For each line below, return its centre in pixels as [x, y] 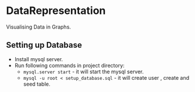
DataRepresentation [56, 11]
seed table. [37, 84]
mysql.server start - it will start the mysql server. [83, 72]
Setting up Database [44, 45]
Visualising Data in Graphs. [39, 27]
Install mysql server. [39, 59]
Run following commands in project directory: [69, 65]
